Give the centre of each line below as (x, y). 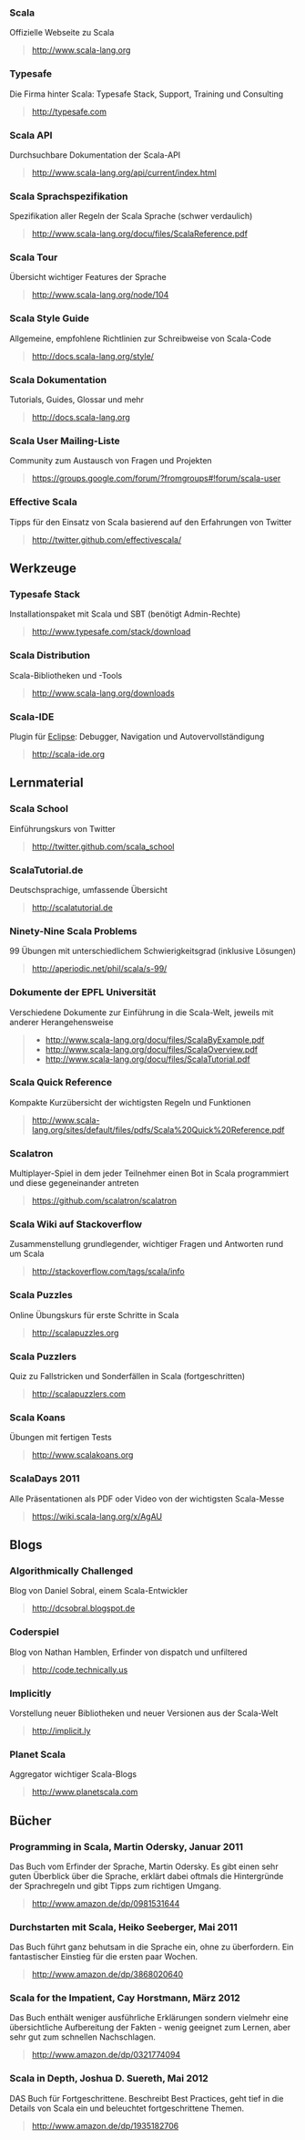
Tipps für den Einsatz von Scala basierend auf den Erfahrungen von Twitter (151, 522)
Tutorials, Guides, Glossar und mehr (76, 400)
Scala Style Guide (49, 318)
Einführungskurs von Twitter (62, 828)
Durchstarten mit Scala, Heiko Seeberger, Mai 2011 (124, 1927)
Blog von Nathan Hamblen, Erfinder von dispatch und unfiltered (128, 1652)
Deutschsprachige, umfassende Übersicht (89, 889)
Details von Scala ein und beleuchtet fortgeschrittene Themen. (127, 2108)
